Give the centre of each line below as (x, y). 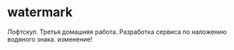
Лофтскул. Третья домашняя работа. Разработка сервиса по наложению (117, 32)
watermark (40, 12)
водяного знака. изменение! (50, 39)
